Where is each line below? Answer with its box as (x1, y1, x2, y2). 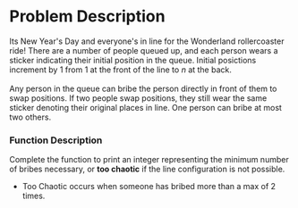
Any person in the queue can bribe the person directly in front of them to (9, 83, 277, 94)
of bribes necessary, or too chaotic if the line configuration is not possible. (9, 163, 285, 175)
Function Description (9, 134, 103, 146)
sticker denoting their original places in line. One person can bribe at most (9, 102, 282, 112)
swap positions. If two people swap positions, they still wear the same (9, 92, 268, 104)
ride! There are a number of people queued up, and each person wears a (9, 45, 278, 55)
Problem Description (9, 6, 166, 27)
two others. (9, 112, 52, 122)
